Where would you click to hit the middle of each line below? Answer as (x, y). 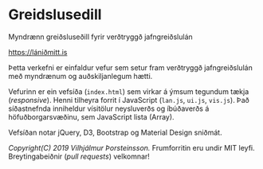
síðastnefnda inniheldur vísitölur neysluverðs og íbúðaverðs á (109, 108)
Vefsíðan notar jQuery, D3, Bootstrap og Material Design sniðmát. (115, 132)
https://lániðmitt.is (38, 52)
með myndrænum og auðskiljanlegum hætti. (80, 76)
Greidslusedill (55, 15)
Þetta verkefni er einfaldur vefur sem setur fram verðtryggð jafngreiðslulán (130, 67)
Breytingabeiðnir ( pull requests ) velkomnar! (79, 156)
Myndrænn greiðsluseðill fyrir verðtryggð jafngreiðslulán (100, 37)
